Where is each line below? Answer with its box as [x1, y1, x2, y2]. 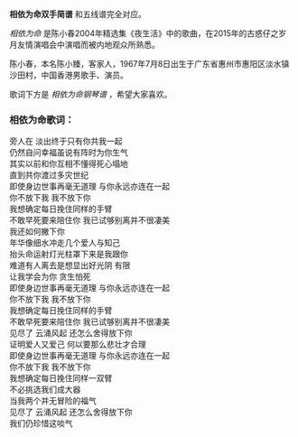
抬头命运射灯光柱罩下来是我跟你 [9, 248, 128, 260]
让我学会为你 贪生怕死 [9, 271, 91, 283]
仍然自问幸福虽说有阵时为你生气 [9, 147, 128, 158]
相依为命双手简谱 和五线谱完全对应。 [9, 9, 146, 19]
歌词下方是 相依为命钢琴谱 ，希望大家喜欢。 [9, 89, 172, 99]
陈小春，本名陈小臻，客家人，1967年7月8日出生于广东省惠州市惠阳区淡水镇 [9, 59, 290, 69]
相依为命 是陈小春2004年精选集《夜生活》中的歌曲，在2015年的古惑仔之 [9, 28, 279, 39]
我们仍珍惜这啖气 [9, 418, 73, 429]
